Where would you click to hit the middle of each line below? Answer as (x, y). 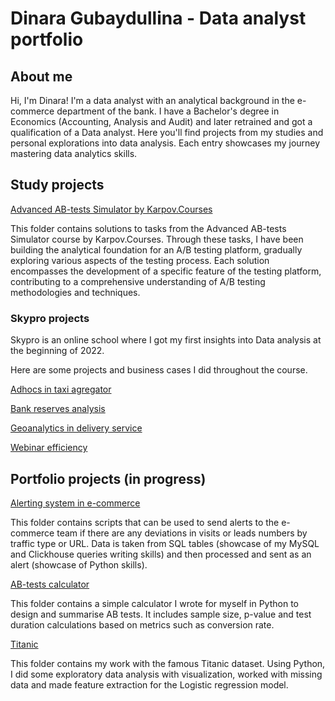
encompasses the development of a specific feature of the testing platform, (166, 271)
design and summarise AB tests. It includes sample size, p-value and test (161, 614)
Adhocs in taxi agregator (61, 389)
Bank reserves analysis (58, 409)
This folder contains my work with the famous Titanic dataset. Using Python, (168, 663)
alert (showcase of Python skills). (79, 564)
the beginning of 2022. (57, 351)
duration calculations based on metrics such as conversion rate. (142, 624)
